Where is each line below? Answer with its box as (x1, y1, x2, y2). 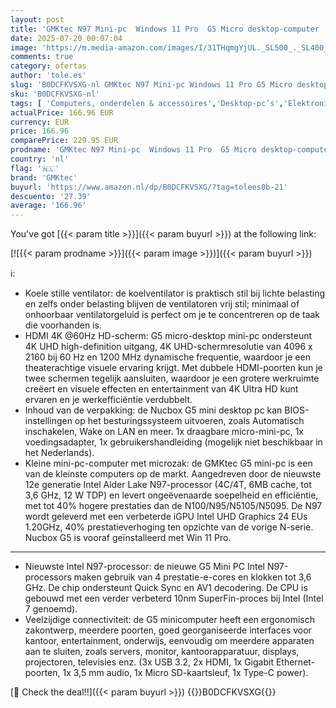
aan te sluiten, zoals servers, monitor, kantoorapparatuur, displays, (24, 646, 300, 658)
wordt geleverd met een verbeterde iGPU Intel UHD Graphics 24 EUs (24, 511, 308, 523)
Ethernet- (275, 656, 316, 668)
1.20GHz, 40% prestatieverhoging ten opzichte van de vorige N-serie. (24, 521, 314, 533)
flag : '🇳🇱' (10, 163, 60, 173)
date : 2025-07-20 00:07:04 (10, 33, 123, 43)
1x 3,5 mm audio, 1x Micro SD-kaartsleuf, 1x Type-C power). (62, 667, 309, 679)
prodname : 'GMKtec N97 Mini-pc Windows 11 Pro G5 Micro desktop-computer (10, 145, 333, 155)
